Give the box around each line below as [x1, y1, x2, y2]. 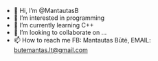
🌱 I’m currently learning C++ [13, 21, 94, 29]
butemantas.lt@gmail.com [13, 46, 88, 54]
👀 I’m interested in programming [13, 14, 105, 22]
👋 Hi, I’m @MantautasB [13, 7, 79, 14]
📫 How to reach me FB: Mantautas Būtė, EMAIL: [13, 36, 151, 44]
